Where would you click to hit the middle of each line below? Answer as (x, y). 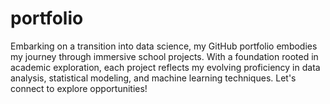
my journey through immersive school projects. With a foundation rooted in (164, 56)
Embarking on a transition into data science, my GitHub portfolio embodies (164, 46)
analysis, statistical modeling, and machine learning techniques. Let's (153, 78)
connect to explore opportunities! (79, 88)
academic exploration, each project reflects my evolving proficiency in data (165, 67)
